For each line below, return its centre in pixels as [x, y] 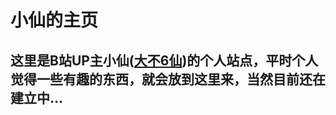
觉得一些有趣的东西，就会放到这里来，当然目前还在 [168, 79]
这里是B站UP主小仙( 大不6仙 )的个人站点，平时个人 [164, 60]
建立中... [37, 97]
